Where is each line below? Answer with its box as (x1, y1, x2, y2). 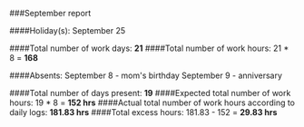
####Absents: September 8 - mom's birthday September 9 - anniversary (9, 70, 283, 81)
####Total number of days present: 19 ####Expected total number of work (9, 88, 291, 98)
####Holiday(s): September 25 (9, 25, 126, 35)
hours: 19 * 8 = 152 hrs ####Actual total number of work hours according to (9, 97, 296, 108)
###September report (9, 8, 92, 18)
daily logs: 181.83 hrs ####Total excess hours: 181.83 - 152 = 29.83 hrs (9, 107, 278, 117)
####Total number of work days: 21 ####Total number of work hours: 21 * (9, 43, 289, 54)
